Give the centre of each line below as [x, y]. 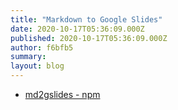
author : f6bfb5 [42, 47]
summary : [28, 57]
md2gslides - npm [62, 94]
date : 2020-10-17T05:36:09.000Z [77, 29]
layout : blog [37, 66]
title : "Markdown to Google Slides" [86, 19]
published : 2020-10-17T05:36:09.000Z [89, 38]
